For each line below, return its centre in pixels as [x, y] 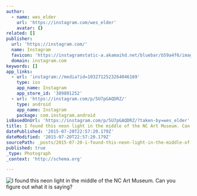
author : [16, 11]
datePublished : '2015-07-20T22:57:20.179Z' [60, 132]
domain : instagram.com [39, 60]
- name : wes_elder [34, 17]
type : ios [29, 83]
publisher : [19, 39]
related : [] [21, 33]
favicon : [22, 55]
